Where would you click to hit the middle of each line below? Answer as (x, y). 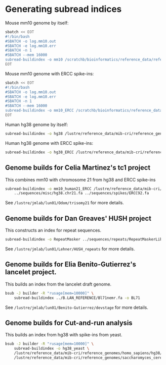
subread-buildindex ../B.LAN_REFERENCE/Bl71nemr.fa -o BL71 (77, 298)
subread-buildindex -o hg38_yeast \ (52, 349)
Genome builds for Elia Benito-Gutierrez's (71, 265)
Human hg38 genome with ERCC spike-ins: (49, 143)
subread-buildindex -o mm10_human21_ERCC (48, 189)
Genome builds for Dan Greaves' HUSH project (78, 218)
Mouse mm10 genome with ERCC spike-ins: (49, 73)
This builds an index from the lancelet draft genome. (58, 284)
